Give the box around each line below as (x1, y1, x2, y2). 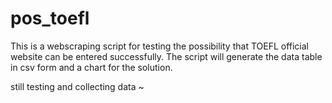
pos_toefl (10, 7, 90, 30)
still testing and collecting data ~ (10, 80, 145, 92)
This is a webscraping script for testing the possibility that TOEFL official (10, 40, 310, 52)
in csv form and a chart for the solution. (10, 61, 173, 73)
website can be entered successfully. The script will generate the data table (10, 50, 323, 62)
